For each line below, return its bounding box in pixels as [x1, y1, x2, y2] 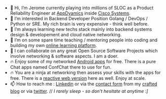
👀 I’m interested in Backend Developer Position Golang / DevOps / [10, 16, 148, 21]
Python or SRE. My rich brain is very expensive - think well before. [10, 21, 149, 27]
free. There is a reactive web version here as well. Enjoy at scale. [10, 75, 146, 81]
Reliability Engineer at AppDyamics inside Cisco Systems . [10, 10, 131, 16]
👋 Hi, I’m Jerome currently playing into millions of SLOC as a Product [10, 5, 154, 11]
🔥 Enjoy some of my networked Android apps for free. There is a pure [10, 59, 156, 64]
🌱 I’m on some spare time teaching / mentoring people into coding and [10, 37, 158, 43]
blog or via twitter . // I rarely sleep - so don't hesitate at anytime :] [10, 88, 148, 94]
